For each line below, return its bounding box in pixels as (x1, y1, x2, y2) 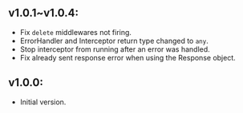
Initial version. (19, 97, 67, 107)
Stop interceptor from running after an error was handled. (19, 44, 210, 54)
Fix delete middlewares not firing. (19, 27, 132, 37)
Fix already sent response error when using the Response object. (19, 53, 237, 62)
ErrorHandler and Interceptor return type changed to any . (19, 36, 209, 45)
